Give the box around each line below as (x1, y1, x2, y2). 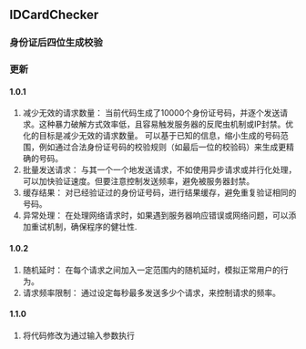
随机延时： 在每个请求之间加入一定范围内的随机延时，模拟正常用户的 (22, 264, 280, 275)
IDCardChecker (9, 7, 99, 23)
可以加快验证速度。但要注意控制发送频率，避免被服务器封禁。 (22, 176, 255, 187)
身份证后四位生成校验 (9, 36, 103, 49)
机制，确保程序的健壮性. (46, 221, 138, 232)
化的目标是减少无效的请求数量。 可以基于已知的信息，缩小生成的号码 (22, 130, 280, 141)
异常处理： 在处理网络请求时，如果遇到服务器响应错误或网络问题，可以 (22, 210, 289, 221)
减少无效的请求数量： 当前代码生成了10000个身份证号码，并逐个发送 (22, 108, 280, 118)
